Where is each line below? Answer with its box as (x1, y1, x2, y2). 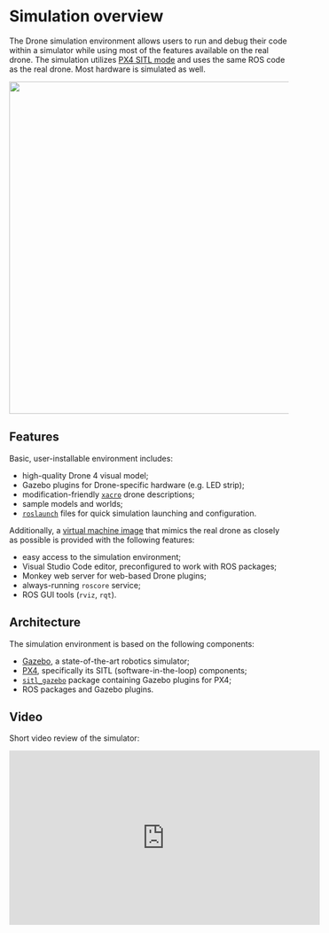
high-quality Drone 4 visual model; (21, 470, 149, 480)
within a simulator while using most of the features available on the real (9, 44, 269, 55)
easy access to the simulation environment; (21, 551, 182, 562)
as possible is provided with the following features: (9, 534, 195, 545)
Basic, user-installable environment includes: (9, 453, 173, 463)
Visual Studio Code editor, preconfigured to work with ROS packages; (21, 561, 278, 571)
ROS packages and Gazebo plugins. (21, 684, 154, 695)
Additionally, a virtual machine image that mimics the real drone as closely (9, 525, 280, 535)
